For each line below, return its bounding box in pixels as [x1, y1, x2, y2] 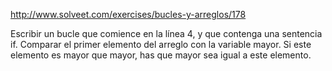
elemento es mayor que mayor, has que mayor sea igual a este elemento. [10, 49, 312, 61]
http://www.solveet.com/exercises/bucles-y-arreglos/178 [10, 9, 247, 20]
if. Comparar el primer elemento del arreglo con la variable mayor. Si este [10, 39, 312, 50]
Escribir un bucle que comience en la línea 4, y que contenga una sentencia [10, 28, 323, 39]
